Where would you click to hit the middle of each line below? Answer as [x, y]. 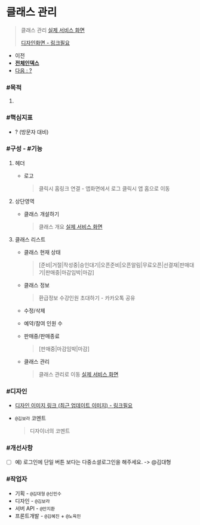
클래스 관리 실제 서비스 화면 [53, 30]
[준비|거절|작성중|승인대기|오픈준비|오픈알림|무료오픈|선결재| [109, 265]
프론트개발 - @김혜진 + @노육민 [48, 515]
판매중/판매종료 [41, 336]
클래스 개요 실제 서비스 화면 [70, 227]
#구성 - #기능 [24, 149]
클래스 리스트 [30, 239]
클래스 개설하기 [41, 214]
